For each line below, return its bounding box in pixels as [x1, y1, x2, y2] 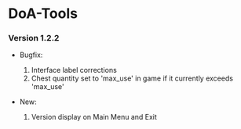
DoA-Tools [8, 5, 79, 23]
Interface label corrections [31, 66, 118, 75]
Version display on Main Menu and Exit [31, 113, 157, 122]
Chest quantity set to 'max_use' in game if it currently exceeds [31, 73, 234, 83]
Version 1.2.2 [8, 33, 60, 44]
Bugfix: [19, 50, 43, 59]
